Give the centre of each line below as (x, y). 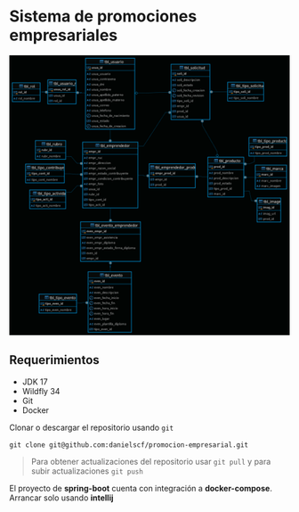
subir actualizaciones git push (87, 471)
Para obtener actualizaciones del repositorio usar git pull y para (151, 461)
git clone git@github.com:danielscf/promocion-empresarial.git (129, 445)
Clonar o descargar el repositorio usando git (92, 427)
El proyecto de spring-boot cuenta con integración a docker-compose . (141, 488)
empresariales (64, 35)
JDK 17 (35, 382)
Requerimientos (54, 360)
